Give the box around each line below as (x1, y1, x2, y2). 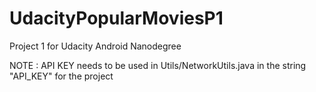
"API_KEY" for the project (9, 70, 114, 82)
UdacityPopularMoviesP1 (9, 7, 224, 30)
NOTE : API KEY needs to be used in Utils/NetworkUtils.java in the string (9, 59, 307, 71)
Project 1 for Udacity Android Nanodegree (9, 40, 182, 52)
